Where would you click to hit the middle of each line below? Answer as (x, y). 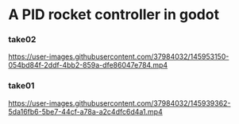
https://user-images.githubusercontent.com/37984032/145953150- (119, 56)
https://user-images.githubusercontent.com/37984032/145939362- (119, 103)
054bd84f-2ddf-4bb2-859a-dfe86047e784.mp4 (88, 65)
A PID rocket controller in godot (114, 15)
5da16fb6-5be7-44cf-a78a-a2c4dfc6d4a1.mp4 (85, 111)
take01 (21, 86)
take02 (22, 40)
